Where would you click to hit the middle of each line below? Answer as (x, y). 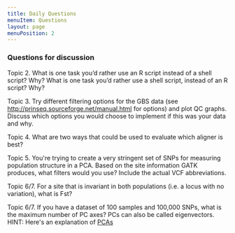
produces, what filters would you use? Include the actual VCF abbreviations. (117, 172)
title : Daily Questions (42, 14)
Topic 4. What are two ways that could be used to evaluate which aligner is (115, 137)
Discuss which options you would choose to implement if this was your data (116, 116)
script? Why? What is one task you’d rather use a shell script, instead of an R (118, 80)
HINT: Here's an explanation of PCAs (60, 222)
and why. (20, 123)
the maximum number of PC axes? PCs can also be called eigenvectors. (111, 214)
